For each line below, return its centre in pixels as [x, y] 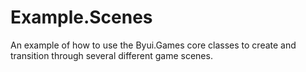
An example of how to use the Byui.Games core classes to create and [153, 45]
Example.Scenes [81, 17]
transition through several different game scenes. [111, 55]
